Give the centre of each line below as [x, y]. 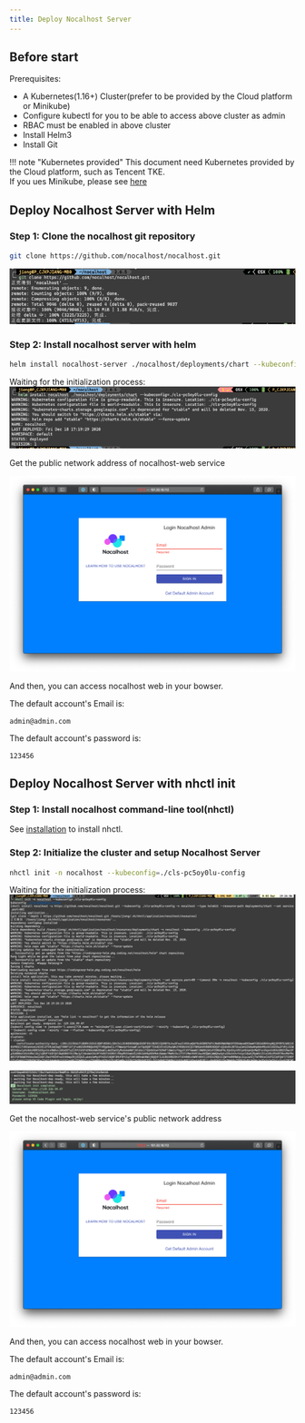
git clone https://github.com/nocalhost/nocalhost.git [115, 256]
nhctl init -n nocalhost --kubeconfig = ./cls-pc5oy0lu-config [128, 873]
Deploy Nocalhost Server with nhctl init [123, 784]
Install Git [40, 144]
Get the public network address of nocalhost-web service [117, 462]
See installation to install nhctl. [66, 829]
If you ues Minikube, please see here [79, 182]
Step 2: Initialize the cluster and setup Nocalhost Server [135, 853]
